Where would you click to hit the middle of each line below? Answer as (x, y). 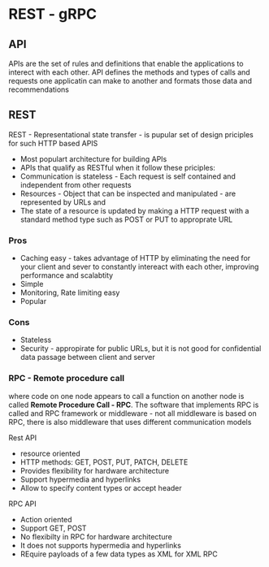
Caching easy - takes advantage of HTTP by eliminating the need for (135, 258)
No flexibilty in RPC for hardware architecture (96, 536)
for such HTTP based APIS (53, 143)
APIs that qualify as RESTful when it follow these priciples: (117, 167)
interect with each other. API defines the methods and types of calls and (129, 72)
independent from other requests (76, 184)
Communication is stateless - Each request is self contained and (128, 176)
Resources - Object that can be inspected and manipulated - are (128, 193)
